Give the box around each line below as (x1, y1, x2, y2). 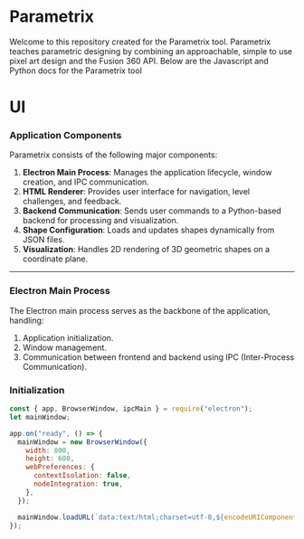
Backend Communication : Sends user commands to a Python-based (22, 205, 282, 216)
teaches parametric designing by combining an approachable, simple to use (9, 45, 293, 56)
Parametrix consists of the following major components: (9, 149, 218, 160)
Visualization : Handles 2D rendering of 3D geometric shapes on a (22, 244, 271, 255)
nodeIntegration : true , (33, 479, 124, 489)
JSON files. (22, 234, 65, 245)
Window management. (22, 342, 107, 353)
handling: (9, 315, 44, 326)
